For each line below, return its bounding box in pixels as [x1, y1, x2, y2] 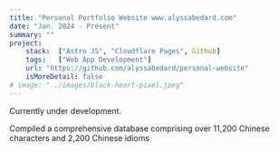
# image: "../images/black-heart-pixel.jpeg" [9, 81, 184, 90]
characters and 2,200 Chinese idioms [9, 132, 150, 143]
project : [9, 38, 43, 48]
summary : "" [9, 30, 54, 39]
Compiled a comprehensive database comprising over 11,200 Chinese [9, 123, 270, 134]
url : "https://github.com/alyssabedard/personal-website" [25, 64, 249, 73]
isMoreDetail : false [25, 72, 103, 81]
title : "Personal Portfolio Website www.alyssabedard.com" [9, 13, 237, 23]
